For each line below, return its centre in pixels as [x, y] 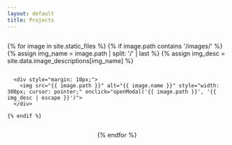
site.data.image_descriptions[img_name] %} [70, 60]
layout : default [31, 14]
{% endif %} [24, 116]
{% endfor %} [117, 135]
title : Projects [31, 20]
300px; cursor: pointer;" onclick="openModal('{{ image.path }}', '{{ [112, 92]
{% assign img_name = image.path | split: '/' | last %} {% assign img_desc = [116, 53]
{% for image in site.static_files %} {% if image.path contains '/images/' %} [115, 46]
